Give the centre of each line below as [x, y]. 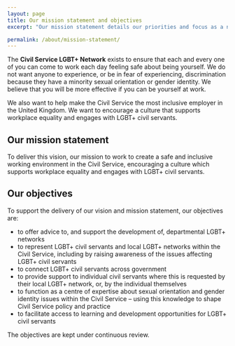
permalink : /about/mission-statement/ [64, 39]
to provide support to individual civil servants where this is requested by [121, 276]
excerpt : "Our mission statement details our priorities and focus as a [115, 27]
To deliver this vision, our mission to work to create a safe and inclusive [110, 157]
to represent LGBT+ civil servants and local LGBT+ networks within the [119, 246]
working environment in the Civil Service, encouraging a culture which [108, 164]
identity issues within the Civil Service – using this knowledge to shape [119, 298]
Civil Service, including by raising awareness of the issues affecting [115, 254]
